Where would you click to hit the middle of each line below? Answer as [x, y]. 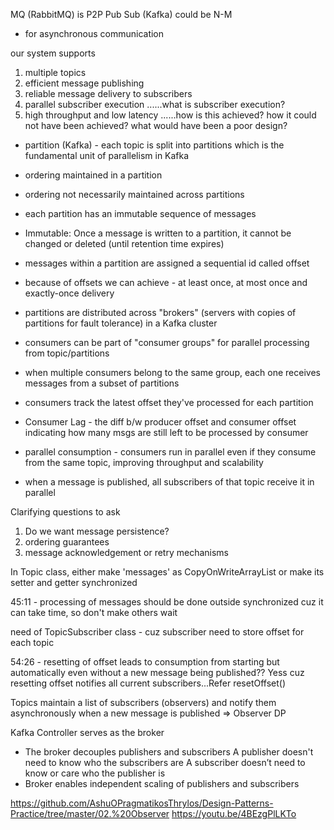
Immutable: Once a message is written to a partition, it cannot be [158, 233]
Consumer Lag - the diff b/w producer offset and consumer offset [160, 422]
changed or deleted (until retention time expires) [124, 243]
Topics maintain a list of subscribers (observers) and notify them [143, 702]
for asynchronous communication [94, 33]
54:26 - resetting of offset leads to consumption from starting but [145, 662]
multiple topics [55, 72]
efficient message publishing [84, 83]
